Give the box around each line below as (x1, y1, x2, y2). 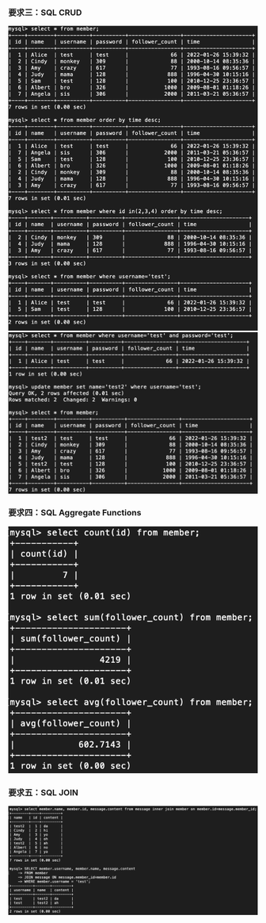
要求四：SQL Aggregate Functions (8, 507, 142, 519)
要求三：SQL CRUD (8, 6, 82, 17)
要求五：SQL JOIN (8, 787, 79, 798)
